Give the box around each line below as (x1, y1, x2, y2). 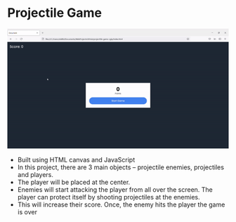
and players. (17, 170, 54, 178)
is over (17, 207, 37, 216)
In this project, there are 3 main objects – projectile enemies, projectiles (17, 163, 225, 171)
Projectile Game (7, 5, 103, 21)
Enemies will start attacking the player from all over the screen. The (17, 185, 213, 194)
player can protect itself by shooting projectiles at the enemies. (17, 192, 200, 201)
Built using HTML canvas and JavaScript (17, 155, 136, 164)
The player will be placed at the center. (17, 178, 131, 186)
